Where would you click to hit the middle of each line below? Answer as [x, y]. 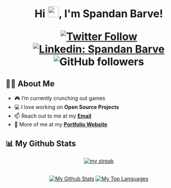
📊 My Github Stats [41, 144]
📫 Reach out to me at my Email [53, 116]
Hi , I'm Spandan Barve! [99, 14]
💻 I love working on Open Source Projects [67, 107]
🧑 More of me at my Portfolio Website [61, 124]
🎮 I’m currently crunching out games [60, 98]
